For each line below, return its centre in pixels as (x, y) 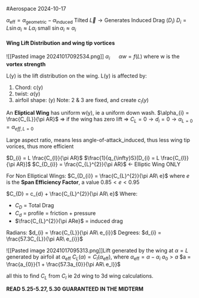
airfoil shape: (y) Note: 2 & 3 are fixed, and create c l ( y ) (82, 101)
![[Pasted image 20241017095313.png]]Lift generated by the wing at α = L (97, 250)
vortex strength (26, 64)
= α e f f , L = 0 (20, 128)
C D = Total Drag (34, 206)
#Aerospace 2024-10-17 (36, 9)
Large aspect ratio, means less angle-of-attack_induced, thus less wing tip (98, 140)
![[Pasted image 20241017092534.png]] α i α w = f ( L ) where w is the (93, 57)
